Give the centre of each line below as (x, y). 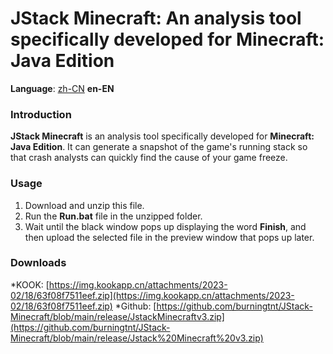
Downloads (38, 263)
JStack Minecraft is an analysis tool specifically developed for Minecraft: (162, 136)
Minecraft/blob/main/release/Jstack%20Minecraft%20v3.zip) (137, 338)
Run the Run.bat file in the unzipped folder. (113, 216)
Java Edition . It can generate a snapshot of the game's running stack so (159, 147)
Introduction (41, 114)
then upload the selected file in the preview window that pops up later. (169, 237)
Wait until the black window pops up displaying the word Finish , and (165, 226)
